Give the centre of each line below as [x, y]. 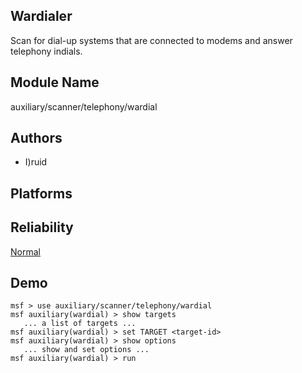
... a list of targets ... [80, 324]
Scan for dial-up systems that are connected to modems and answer [151, 40]
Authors [36, 138]
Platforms [41, 193]
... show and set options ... [86, 350]
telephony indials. [46, 51]
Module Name [55, 82]
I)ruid [36, 162]
